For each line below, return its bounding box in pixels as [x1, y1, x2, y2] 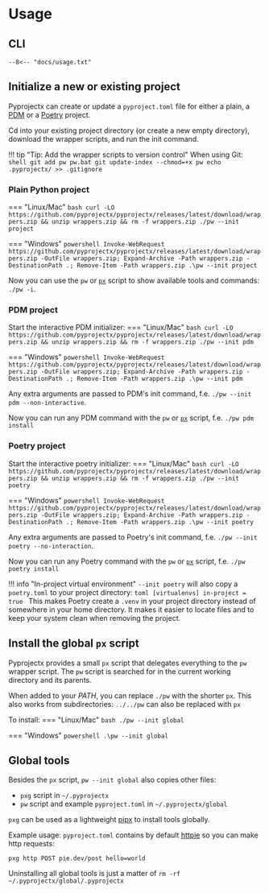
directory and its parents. [8, 675, 93, 684]
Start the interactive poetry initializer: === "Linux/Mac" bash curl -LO [8, 458, 239, 468]
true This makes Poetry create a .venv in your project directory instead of [8, 596, 256, 606]
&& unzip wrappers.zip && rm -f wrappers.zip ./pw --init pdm [40, 338, 254, 346]
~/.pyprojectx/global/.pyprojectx [8, 877, 125, 886]
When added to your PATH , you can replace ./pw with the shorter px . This [8, 690, 252, 701]
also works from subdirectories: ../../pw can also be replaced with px [8, 699, 242, 709]
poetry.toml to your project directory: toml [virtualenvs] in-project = [8, 587, 247, 597]
